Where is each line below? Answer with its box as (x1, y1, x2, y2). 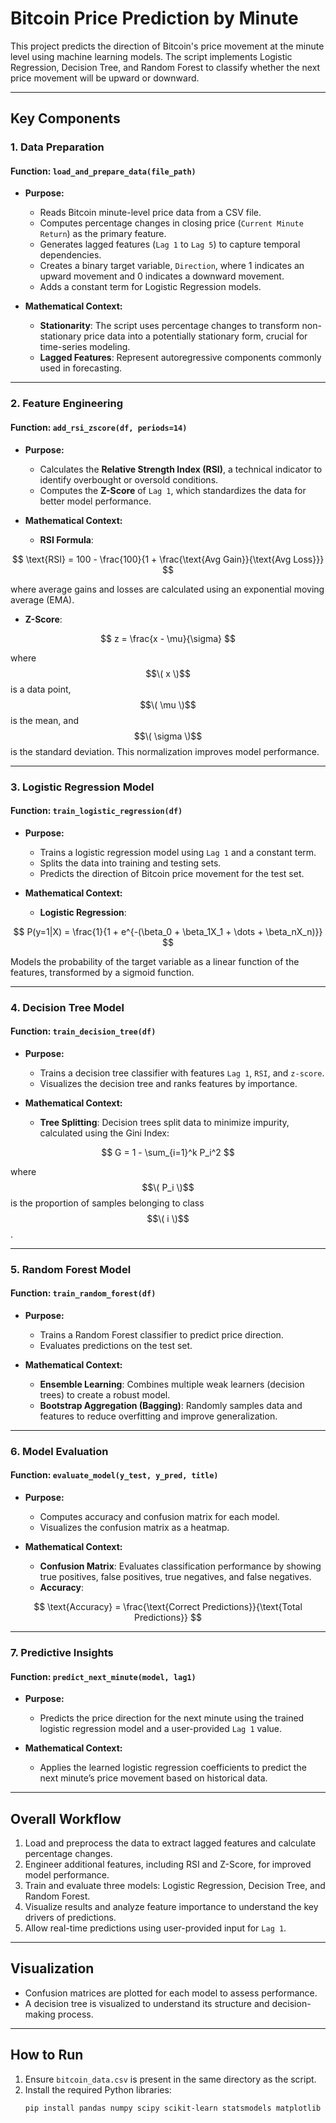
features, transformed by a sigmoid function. (10, 966, 195, 978)
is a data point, (10, 683, 72, 695)
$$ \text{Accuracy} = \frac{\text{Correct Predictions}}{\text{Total (33, 1601, 303, 1613)
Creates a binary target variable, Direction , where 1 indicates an (39, 260, 305, 272)
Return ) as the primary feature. (39, 228, 167, 240)
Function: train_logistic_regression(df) (10, 805, 183, 817)
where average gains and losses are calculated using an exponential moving (10, 583, 325, 595)
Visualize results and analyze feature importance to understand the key (24, 1901, 319, 1913)
